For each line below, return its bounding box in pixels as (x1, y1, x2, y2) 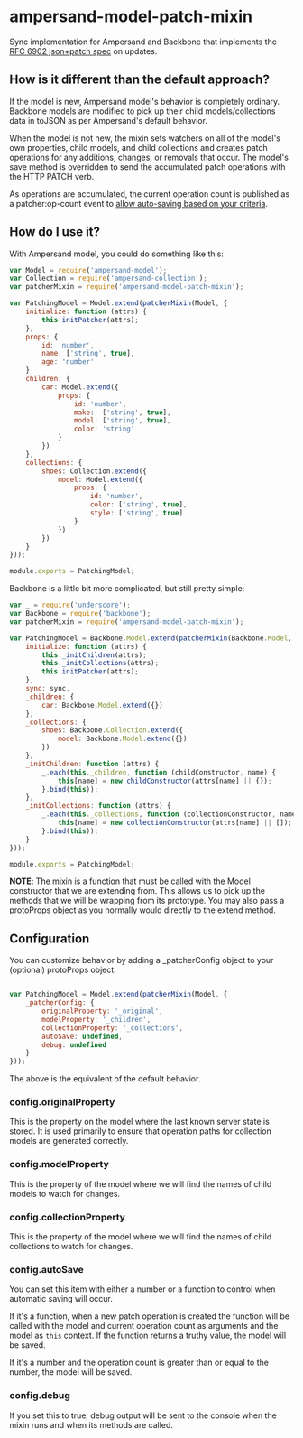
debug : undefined (41, 1040, 106, 1049)
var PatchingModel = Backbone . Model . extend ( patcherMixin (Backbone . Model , (9, 634, 293, 643)
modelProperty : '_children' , (41, 1015, 151, 1024)
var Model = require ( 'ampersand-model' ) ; (9, 265, 168, 274)
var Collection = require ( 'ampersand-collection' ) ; (9, 274, 207, 283)
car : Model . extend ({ (41, 382, 119, 392)
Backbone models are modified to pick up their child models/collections (9, 106, 276, 116)
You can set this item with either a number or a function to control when (9, 1284, 276, 1294)
